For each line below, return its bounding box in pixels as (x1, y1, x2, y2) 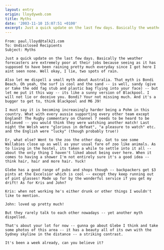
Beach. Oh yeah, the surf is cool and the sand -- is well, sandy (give (5, 82, 156, 87)
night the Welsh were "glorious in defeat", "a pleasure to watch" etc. (5, 125, 156, 130)
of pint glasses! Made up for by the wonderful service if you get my (5, 176, 152, 181)
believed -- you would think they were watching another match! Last (5, 121, 150, 125)
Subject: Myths (5, 48, 36, 52)
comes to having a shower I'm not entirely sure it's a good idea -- (5, 155, 150, 160)
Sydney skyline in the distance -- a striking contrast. (5, 232, 123, 237)
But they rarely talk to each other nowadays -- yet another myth (5, 210, 143, 216)
